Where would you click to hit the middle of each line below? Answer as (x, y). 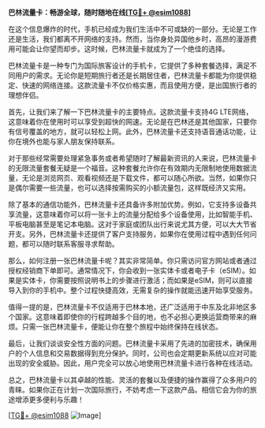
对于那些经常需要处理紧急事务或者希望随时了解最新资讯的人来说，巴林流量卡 (132, 158)
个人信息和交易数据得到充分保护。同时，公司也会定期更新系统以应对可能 (139, 353)
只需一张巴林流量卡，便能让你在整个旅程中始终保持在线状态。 (122, 327)
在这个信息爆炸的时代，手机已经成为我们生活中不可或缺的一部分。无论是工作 (132, 29)
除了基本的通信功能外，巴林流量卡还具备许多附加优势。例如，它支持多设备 (129, 205)
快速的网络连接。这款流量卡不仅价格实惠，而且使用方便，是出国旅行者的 (139, 85)
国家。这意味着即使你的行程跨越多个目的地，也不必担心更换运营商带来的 (132, 317)
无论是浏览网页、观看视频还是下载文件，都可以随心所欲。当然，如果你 (136, 178)
